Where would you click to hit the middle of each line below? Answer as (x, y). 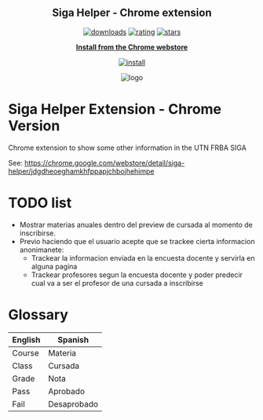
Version (34, 126)
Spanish (73, 339)
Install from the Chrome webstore (132, 47)
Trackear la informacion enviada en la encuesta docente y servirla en (143, 257)
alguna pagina (54, 266)
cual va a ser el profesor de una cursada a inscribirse (117, 283)
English (26, 339)
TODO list (40, 203)
